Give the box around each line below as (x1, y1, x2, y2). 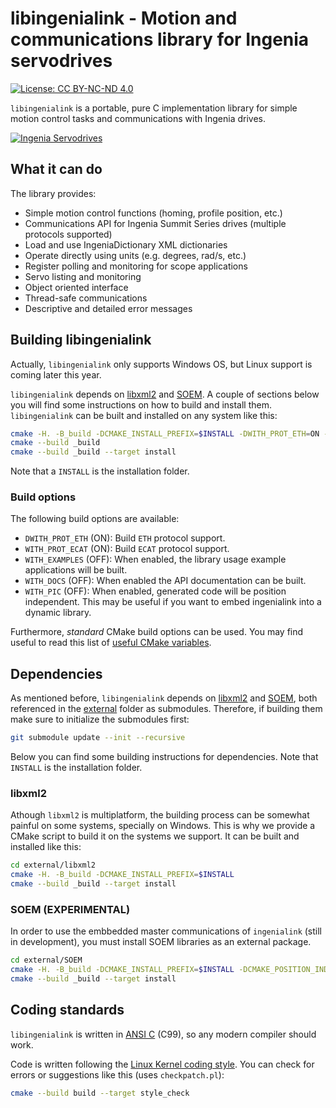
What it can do (10, 161, 103, 178)
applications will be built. (24, 564, 128, 576)
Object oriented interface (24, 281, 129, 293)
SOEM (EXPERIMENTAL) (10, 903, 131, 917)
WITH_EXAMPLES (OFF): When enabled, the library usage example (24, 553, 287, 566)
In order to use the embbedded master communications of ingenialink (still (10, 925, 322, 937)
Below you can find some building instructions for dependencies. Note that (10, 751, 319, 763)
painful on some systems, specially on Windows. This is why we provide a (10, 820, 316, 832)
